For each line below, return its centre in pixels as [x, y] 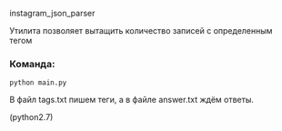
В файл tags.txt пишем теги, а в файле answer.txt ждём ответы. [132, 100]
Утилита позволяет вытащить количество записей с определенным [141, 30]
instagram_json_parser [52, 13]
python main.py [38, 83]
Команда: [32, 64]
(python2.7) [31, 117]
